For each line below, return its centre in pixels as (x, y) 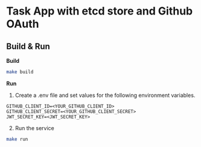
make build (20, 72)
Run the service (34, 128)
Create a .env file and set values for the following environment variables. (105, 95)
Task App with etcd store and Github (100, 11)
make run (17, 139)
